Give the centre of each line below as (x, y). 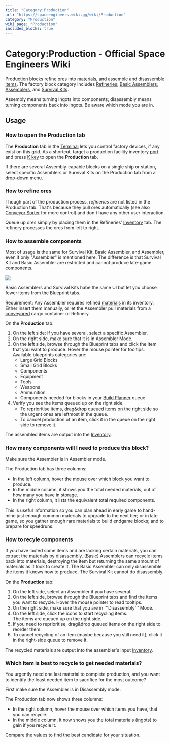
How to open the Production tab (45, 135)
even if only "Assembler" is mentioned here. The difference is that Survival (83, 257)
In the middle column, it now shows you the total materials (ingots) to (85, 720)
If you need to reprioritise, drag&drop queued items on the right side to (87, 624)
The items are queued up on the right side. (57, 618)
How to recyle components (39, 539)
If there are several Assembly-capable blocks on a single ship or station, (81, 167)
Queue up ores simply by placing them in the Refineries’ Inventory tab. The (83, 223)
